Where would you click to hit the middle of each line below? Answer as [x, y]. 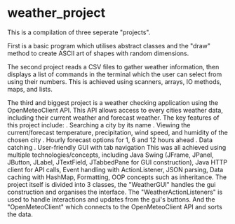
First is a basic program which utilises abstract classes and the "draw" [109, 45]
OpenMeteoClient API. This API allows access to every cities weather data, [115, 110]
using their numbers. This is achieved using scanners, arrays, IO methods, [115, 81]
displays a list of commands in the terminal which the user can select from [115, 74]
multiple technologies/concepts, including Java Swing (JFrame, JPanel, [110, 155]
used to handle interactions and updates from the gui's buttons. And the [111, 199]
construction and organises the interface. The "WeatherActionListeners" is [115, 192]
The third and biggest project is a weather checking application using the [113, 102]
